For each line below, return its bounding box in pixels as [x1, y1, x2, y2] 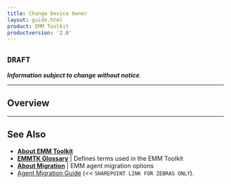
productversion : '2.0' [7, 29, 72, 36]
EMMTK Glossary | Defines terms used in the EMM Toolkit [16, 154, 184, 162]
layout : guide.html [7, 16, 63, 23]
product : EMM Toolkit [7, 23, 69, 30]
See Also [7, 128, 46, 141]
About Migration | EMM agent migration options [16, 161, 154, 170]
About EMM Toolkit [16, 147, 74, 155]
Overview [7, 97, 50, 109]
